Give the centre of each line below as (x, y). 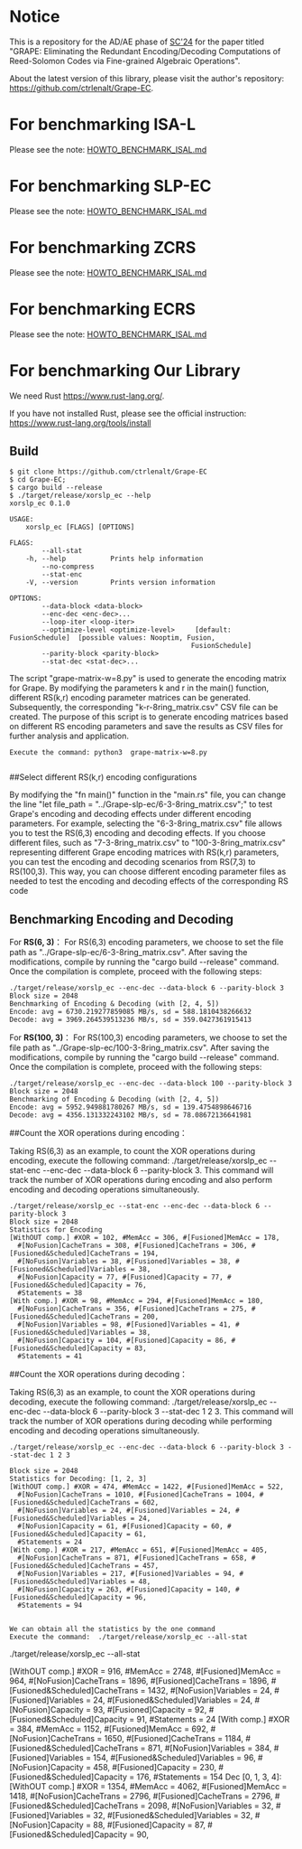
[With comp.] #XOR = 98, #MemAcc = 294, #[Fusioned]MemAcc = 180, (137, 1301)
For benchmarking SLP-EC (110, 186)
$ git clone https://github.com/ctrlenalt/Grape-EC (108, 472)
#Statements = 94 (50, 1606)
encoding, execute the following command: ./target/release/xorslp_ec (138, 1161)
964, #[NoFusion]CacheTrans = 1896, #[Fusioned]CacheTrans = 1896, (139, 1681)
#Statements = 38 (50, 1293)
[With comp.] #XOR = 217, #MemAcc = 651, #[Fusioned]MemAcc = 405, (139, 1550)
